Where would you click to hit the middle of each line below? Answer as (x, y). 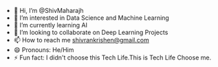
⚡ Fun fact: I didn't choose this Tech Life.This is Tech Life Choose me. (112, 57)
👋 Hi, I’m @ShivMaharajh (48, 11)
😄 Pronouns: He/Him (44, 50)
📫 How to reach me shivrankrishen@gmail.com (81, 40)
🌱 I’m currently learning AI (51, 25)
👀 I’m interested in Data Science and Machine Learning (91, 18)
